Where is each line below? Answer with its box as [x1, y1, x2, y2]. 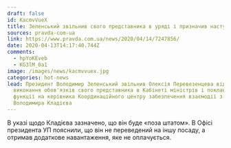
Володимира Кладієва [13, 100, 72, 107]
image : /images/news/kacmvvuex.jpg [7, 67, 109, 74]
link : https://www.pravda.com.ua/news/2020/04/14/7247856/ [7, 36, 180, 43]
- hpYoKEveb [13, 55, 48, 62]
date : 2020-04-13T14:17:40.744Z [7, 42, 100, 49]
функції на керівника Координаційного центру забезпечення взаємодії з [13, 94, 223, 101]
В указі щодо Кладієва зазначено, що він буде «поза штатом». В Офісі [7, 118, 213, 127]
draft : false [7, 10, 45, 17]
